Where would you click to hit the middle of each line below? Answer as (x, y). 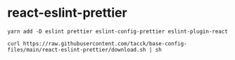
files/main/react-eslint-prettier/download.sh (77, 50)
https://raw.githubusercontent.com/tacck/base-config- (105, 43)
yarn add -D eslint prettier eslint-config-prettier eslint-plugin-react (118, 31)
